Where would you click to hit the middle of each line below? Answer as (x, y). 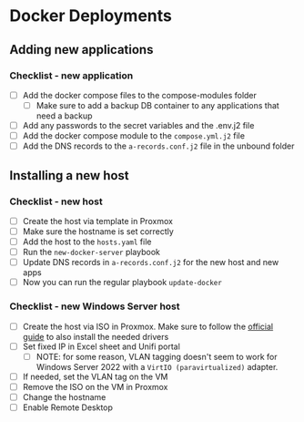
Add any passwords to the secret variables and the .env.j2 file (138, 125)
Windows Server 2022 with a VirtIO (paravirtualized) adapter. (157, 366)
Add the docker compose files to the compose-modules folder (140, 95)
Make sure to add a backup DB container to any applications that (157, 105)
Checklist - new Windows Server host (95, 306)
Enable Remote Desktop (68, 407)
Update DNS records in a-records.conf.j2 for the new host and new (151, 262)
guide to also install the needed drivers (96, 336)
